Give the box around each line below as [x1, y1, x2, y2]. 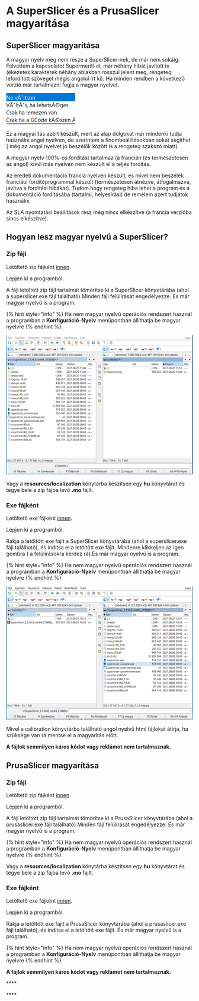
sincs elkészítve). [6, 215, 49, 222]
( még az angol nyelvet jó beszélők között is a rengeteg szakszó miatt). [6, 143, 179, 149]
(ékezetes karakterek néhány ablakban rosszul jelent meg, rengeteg [6, 69, 172, 75]
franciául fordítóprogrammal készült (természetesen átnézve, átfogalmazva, [6, 178, 191, 185]
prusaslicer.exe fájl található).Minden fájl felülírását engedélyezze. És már [6, 821, 185, 828]
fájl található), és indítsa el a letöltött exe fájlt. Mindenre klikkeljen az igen [6, 544, 184, 551]
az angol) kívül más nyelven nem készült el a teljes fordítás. [6, 161, 151, 167]
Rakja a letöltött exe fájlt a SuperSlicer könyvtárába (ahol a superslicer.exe [6, 538, 187, 545]
